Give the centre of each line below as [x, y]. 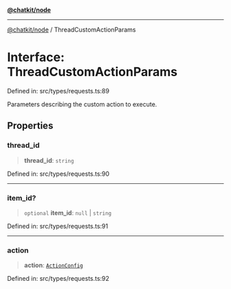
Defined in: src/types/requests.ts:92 [58, 279]
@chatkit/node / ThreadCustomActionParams [71, 30]
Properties [30, 126]
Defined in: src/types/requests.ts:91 [58, 226]
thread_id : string [49, 160]
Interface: [36, 57]
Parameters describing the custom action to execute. [82, 104]
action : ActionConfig [54, 265]
